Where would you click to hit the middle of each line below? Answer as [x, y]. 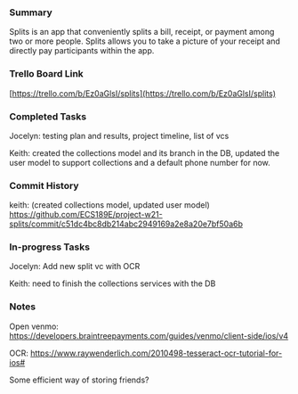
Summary [31, 12]
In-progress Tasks [50, 247]
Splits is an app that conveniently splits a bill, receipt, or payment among [142, 32]
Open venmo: [34, 326]
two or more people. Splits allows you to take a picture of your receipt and [145, 41]
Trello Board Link [47, 74]
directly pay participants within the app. [82, 51]
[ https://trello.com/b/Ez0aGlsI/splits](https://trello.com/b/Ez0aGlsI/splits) [142, 93]
